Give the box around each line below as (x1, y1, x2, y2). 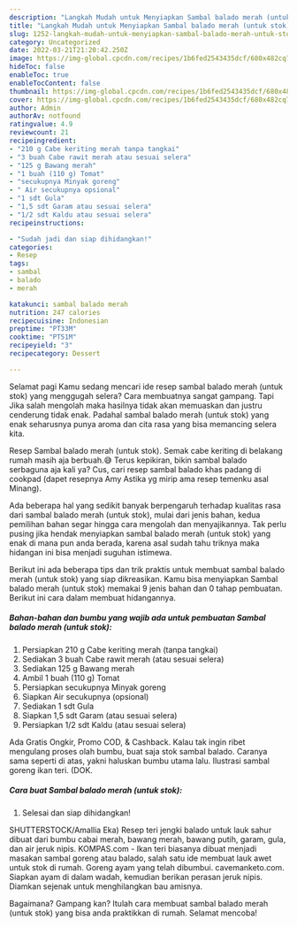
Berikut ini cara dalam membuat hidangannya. (9, 592, 177, 602)
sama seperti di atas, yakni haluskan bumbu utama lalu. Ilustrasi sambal (9, 755, 270, 766)
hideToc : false (9, 63, 65, 72)
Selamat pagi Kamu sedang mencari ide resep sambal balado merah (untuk (9, 381, 283, 392)
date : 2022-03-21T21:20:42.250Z (9, 46, 128, 55)
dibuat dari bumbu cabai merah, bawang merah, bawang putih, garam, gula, (9, 833, 286, 845)
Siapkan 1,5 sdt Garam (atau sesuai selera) (21, 709, 178, 721)
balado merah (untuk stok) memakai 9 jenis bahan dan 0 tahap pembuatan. (9, 583, 283, 594)
